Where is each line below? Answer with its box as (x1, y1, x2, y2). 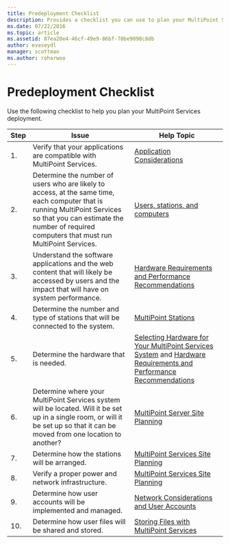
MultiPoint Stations (134, 313, 195, 322)
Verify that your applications (32, 142, 124, 152)
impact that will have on (32, 284, 110, 294)
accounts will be (32, 497, 86, 506)
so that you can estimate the (32, 213, 125, 223)
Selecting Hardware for (134, 332, 209, 342)
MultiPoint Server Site (134, 407, 204, 417)
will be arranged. (32, 458, 87, 467)
